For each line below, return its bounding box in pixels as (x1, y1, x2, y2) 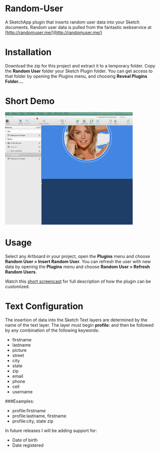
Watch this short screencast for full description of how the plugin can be (5, 278, 151, 284)
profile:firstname (12, 408, 46, 413)
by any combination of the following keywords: (5, 327, 99, 333)
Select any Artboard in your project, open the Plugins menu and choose (5, 253, 150, 259)
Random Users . (5, 269, 37, 274)
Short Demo (5, 96, 55, 107)
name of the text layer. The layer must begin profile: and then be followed (5, 322, 154, 328)
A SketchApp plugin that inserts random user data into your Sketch (5, 19, 140, 25)
